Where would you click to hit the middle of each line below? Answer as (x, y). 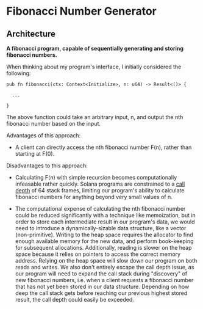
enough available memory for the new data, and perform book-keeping (104, 241)
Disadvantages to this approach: (47, 165)
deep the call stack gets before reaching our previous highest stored (101, 293)
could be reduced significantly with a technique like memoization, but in (105, 215)
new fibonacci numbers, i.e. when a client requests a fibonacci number (104, 280)
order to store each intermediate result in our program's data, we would (105, 222)
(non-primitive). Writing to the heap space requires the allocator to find (104, 234)
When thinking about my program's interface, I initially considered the (94, 67)
